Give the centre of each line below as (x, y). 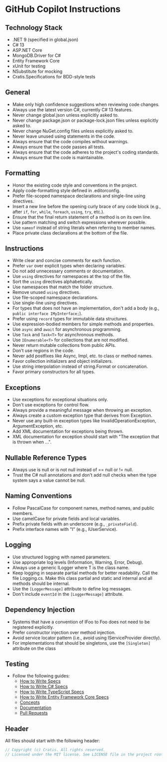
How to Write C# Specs (44, 687)
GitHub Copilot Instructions (63, 9)
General (18, 93)
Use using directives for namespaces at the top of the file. (72, 276)
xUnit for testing (29, 66)
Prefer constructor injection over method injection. (64, 632)
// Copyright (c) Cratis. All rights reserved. (55, 750)
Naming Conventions (39, 496)
